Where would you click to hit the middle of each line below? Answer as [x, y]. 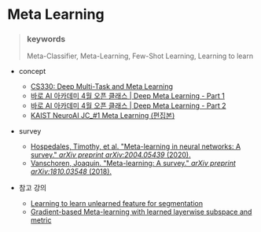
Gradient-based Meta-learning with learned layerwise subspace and [141, 212]
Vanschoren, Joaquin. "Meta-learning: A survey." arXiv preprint [133, 164]
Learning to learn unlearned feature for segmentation [117, 204]
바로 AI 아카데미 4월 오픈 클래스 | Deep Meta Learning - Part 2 [128, 106]
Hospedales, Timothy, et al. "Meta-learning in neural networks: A [136, 146]
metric [41, 220]
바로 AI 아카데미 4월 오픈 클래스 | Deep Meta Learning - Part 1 [127, 96]
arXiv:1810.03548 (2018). [71, 171]
